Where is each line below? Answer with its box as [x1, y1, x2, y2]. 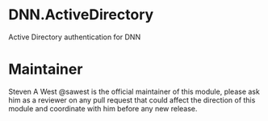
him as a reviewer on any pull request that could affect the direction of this [8, 95, 256, 105]
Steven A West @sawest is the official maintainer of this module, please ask [8, 87, 260, 96]
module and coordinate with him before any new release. [8, 103, 198, 113]
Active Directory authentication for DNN [8, 32, 141, 42]
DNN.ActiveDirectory [8, 6, 154, 24]
